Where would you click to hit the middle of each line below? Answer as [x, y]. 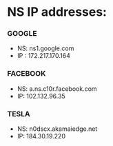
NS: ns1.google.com [45, 48]
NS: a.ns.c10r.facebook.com [57, 88]
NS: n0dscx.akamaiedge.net [57, 129]
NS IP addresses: [57, 12]
